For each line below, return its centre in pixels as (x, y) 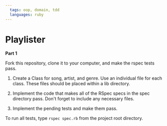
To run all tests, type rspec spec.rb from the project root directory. (74, 118)
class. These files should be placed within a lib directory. (71, 84)
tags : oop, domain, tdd (34, 10)
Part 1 (11, 53)
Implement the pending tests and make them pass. (65, 108)
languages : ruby (27, 15)
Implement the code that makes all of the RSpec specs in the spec (81, 93)
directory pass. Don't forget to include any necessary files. (73, 99)
